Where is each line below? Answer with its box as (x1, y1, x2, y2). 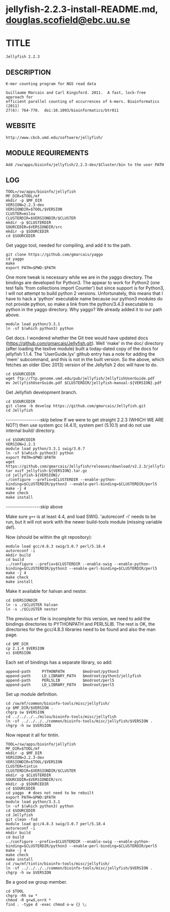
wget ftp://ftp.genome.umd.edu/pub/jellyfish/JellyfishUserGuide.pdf (6, 376, 155, 381)
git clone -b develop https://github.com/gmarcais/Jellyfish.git (6, 404, 146, 409)
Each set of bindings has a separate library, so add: (6, 659, 112, 666)
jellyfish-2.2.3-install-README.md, (6, 4, 158, 15)
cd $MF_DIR (6, 641, 29, 647)
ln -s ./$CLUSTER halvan (6, 602, 58, 607)
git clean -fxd (6, 817, 38, 822)
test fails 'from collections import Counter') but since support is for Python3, (6, 285, 164, 291)
